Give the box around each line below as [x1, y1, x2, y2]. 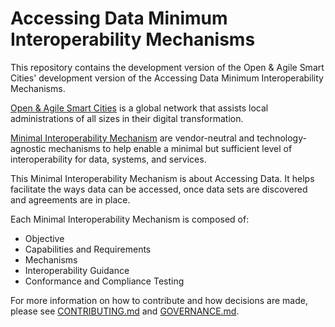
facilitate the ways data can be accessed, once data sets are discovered [10, 183, 308, 195]
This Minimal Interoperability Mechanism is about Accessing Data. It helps [10, 172, 315, 184]
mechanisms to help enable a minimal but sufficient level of [48, 142, 293, 154]
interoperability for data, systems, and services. [10, 153, 207, 165]
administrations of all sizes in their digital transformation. [10, 112, 244, 124]
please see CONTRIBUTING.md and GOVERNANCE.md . [10, 305, 240, 317]
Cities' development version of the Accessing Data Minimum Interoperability [10, 72, 324, 84]
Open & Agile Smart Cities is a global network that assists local [10, 102, 269, 114]
